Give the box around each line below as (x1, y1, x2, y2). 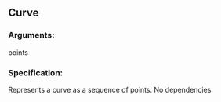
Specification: (8, 67, 63, 78)
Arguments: (8, 30, 55, 41)
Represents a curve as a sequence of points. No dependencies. (8, 85, 214, 94)
